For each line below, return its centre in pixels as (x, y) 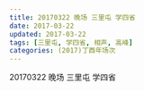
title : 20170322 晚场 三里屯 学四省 (72, 17)
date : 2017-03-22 (42, 26)
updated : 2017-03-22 (48, 34)
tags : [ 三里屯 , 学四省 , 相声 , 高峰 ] (71, 42)
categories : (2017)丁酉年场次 (63, 51)
